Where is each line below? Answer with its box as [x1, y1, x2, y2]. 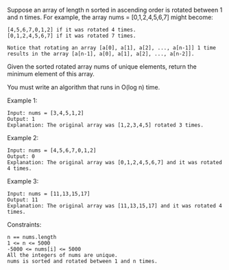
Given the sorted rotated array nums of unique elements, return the [7, 63, 197, 71]
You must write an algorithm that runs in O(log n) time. [7, 83, 160, 91]
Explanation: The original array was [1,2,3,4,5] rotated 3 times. [7, 122, 204, 128]
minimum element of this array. [7, 70, 95, 78]
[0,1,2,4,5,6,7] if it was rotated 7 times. [7, 32, 136, 39]
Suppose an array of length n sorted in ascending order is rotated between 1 [7, 6, 223, 14]
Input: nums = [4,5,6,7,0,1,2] [7, 147, 97, 154]
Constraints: [7, 221, 42, 229]
